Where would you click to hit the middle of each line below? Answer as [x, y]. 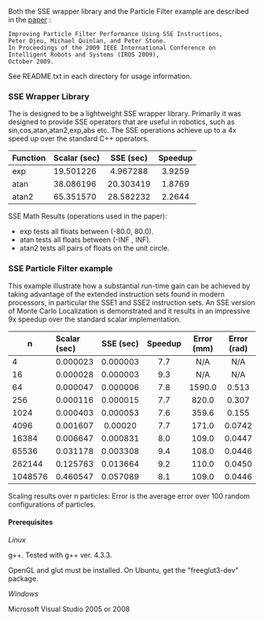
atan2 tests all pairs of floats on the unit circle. [95, 248]
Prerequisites [31, 523]
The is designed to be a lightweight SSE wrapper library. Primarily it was [125, 114]
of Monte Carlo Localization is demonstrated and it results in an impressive [129, 310]
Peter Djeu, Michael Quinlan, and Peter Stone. [88, 41]
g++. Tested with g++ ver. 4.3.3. [60, 555]
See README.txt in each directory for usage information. [100, 76]
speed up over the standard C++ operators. [79, 139]
